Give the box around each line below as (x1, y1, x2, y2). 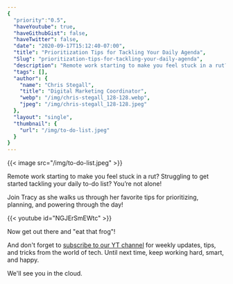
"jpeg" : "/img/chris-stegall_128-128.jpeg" (19, 101, 148, 108)
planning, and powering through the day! (7, 200, 123, 209)
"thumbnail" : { (13, 120, 58, 127)
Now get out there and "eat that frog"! (7, 228, 116, 236)
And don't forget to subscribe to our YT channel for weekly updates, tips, (7, 241, 216, 249)
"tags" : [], (13, 68, 49, 75)
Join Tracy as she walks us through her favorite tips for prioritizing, (7, 193, 199, 202)
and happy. (7, 255, 40, 265)
